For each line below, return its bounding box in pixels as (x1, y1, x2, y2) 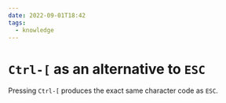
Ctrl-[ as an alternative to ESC (8, 60, 206, 78)
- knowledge (15, 26, 55, 34)
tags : (8, 19, 26, 27)
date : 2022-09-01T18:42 (8, 11, 86, 20)
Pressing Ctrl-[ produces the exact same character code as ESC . (8, 86, 218, 95)
